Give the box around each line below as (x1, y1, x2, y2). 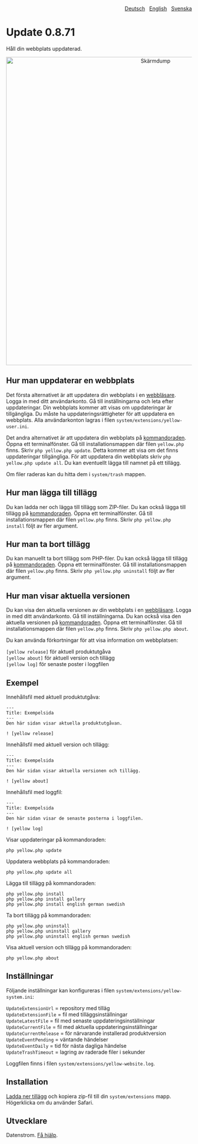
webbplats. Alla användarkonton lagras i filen (6, 416, 115, 424)
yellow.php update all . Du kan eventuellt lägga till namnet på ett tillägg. (6, 459, 181, 466)
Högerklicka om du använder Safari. (6, 1099, 94, 1106)
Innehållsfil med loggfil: (6, 789, 63, 795)
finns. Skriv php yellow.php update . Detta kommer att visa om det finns (6, 447, 179, 454)
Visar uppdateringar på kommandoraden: (6, 836, 106, 843)
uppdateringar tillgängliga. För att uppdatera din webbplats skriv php (6, 453, 171, 460)
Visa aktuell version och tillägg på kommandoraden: (6, 944, 132, 950)
